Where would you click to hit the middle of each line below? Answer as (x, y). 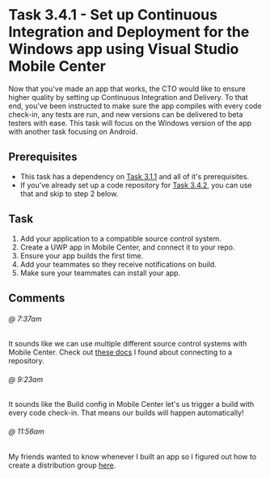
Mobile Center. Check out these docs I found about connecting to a (120, 352)
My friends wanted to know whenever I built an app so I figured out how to (133, 456)
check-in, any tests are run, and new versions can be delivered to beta (126, 114)
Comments (37, 298)
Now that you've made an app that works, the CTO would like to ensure (127, 88)
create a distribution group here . (62, 465)
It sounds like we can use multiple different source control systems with (128, 344)
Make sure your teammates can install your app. (100, 273)
